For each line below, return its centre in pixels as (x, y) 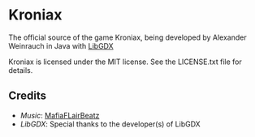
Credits (28, 96)
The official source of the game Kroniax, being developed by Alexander (127, 37)
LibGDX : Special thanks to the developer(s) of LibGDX (110, 124)
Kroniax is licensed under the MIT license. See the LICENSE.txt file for (125, 62)
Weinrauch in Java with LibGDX (61, 45)
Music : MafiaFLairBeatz (60, 115)
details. (21, 70)
